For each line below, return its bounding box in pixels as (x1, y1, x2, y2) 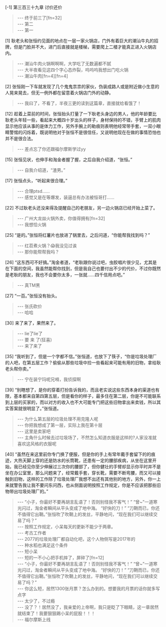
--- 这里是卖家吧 (17, 428, 51, 434)
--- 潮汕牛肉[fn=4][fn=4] (17, 73, 68, 79)
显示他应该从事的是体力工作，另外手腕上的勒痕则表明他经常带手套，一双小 (5, 123, 157, 129)
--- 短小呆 (17, 549, 38, 554)
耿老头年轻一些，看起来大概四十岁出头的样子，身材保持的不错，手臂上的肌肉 (5, 117, 161, 123)
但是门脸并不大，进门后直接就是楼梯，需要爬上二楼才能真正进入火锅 (13, 44, 152, 50)
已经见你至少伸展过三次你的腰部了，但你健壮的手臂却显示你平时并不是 (18, 464, 161, 470)
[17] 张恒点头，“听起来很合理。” (5, 178, 68, 183)
